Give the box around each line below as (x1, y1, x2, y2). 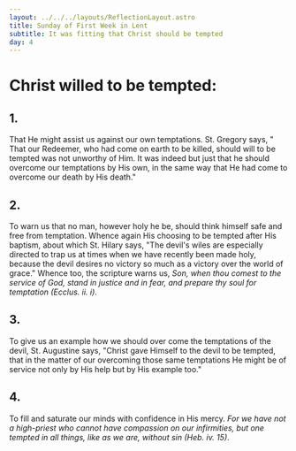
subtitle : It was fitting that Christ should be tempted (9, 29, 224, 38)
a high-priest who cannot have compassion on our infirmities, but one (9, 422, 265, 433)
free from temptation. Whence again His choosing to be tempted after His (9, 231, 277, 241)
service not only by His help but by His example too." (9, 363, 201, 374)
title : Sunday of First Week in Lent (9, 21, 148, 30)
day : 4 (9, 37, 34, 47)
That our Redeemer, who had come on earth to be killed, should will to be (9, 143, 277, 155)
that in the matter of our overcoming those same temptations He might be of (9, 355, 287, 365)
